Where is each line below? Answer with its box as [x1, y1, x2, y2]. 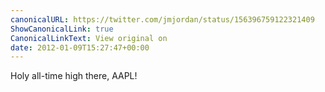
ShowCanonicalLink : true [10, 24, 114, 34]
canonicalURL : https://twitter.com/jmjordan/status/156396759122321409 [10, 14, 315, 25]
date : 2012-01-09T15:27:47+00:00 [10, 42, 150, 53]
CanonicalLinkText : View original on [10, 33, 168, 43]
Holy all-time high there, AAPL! [10, 70, 138, 82]
